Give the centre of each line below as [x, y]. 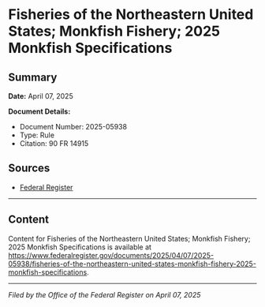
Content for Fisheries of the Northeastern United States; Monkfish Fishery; [129, 238]
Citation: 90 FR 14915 [54, 143]
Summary [33, 77]
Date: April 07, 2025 [41, 96]
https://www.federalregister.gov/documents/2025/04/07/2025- [111, 255]
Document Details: [39, 111]
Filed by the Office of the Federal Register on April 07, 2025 [105, 294]
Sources [29, 168]
